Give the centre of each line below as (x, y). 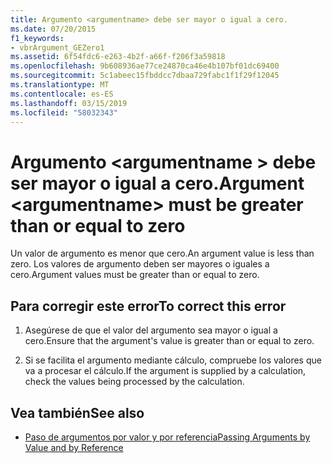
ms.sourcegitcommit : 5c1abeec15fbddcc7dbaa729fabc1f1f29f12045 (145, 76)
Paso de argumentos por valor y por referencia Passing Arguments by (167, 437)
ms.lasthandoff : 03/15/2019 (69, 103)
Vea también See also (77, 412)
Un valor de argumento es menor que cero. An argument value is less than (162, 253)
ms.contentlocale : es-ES (62, 94)
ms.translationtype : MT (60, 85)
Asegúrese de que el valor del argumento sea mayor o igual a (151, 330)
